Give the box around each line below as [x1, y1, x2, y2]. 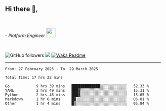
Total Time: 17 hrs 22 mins [5, 75, 63, 80]
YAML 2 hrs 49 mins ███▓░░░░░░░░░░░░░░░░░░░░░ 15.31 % [5, 88, 149, 93]
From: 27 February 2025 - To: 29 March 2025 [5, 66, 98, 72]
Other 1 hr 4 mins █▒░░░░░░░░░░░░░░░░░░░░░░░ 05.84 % [5, 101, 149, 106]
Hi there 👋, [5, 5, 38, 13]
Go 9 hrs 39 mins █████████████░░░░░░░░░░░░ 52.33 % [5, 83, 149, 89]
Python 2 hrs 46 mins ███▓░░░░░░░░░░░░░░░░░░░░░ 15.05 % [5, 92, 149, 97]
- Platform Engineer [5, 33, 45, 38]
